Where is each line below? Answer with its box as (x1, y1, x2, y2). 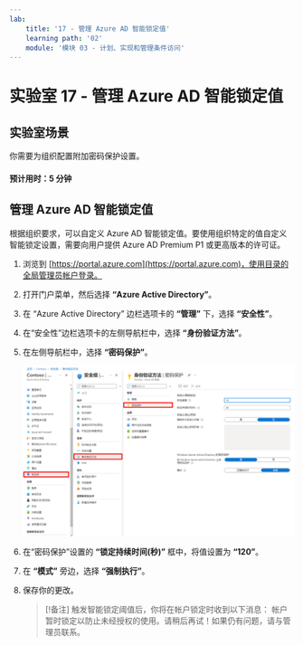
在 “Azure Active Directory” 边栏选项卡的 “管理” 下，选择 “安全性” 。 (22, 308, 278, 318)
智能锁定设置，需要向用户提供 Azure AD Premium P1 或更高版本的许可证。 (9, 239, 286, 250)
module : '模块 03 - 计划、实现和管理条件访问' (25, 43, 185, 52)
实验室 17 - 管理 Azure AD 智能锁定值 (9, 86, 284, 107)
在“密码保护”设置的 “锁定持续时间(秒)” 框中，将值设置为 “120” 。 (22, 546, 264, 557)
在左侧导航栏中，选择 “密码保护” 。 (22, 347, 153, 357)
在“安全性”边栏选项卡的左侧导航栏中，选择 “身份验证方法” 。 (22, 327, 247, 338)
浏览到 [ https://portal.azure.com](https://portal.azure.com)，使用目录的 (22, 258, 289, 269)
